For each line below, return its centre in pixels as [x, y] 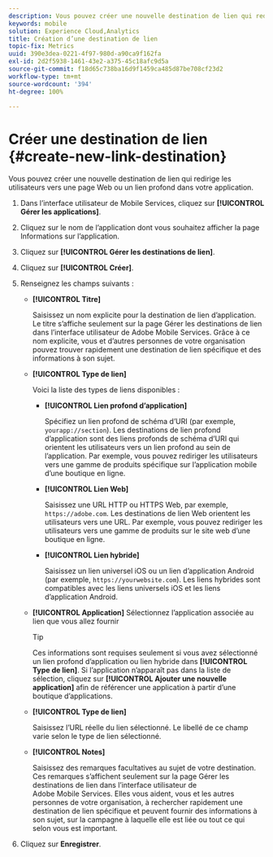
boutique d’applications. [73, 696]
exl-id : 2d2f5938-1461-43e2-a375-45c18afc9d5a [89, 62]
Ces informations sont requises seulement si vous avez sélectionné [145, 653]
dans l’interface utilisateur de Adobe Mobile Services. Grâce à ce [141, 332]
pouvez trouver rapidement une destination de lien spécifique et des [147, 350]
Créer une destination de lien [108, 139]
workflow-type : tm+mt [45, 77]
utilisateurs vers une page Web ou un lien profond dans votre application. [131, 187]
